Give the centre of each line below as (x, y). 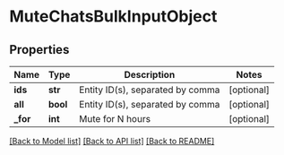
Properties (39, 50)
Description (150, 75)
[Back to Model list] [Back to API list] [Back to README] (112, 141)
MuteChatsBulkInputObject (113, 17)
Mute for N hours (115, 119)
